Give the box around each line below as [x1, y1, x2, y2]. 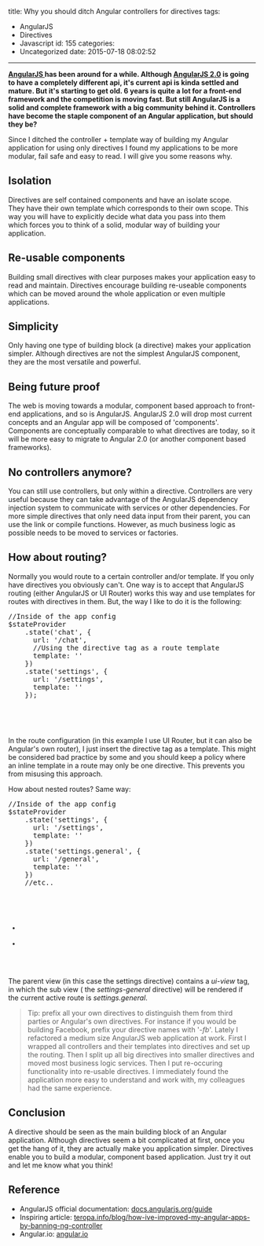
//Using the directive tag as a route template [32, 643, 220, 652]
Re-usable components [8, 251, 126, 265]
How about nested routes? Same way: [8, 784, 131, 793]
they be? [8, 119, 38, 129]
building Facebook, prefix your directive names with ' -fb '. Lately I [27, 1024, 238, 1034]
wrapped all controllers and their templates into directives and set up [27, 1041, 251, 1051]
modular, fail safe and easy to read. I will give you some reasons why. [8, 152, 233, 160]
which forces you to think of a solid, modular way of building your [8, 220, 220, 229]
